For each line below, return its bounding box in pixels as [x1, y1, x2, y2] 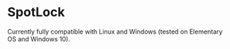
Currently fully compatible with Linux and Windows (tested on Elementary [7, 27, 223, 36]
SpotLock [7, 4, 65, 20]
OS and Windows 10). [7, 34, 70, 43]
